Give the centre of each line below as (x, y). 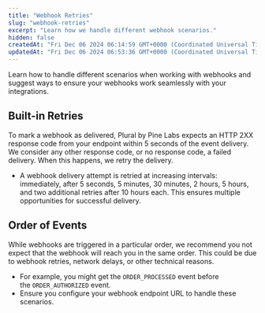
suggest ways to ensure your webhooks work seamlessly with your (118, 83)
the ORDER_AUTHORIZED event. (65, 285)
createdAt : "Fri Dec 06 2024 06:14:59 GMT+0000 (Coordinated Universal (128, 45)
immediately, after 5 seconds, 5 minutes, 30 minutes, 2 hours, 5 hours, (134, 184)
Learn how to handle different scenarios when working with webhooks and (129, 75)
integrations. (29, 91)
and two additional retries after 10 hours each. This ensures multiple (130, 192)
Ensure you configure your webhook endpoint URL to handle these (128, 293)
